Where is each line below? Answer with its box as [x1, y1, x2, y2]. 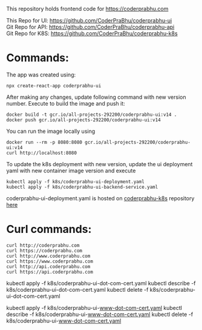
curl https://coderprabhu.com [6, 247, 83, 254]
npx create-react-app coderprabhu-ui [6, 82, 102, 89]
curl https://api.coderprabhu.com [6, 269, 94, 275]
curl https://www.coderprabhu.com [6, 258, 94, 264]
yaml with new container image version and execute [6, 167, 136, 174]
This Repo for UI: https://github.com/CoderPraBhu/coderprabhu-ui [6, 17, 172, 24]
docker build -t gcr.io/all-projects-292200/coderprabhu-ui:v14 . [6, 112, 177, 118]
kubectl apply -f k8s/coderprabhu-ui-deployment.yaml [6, 178, 145, 184]
